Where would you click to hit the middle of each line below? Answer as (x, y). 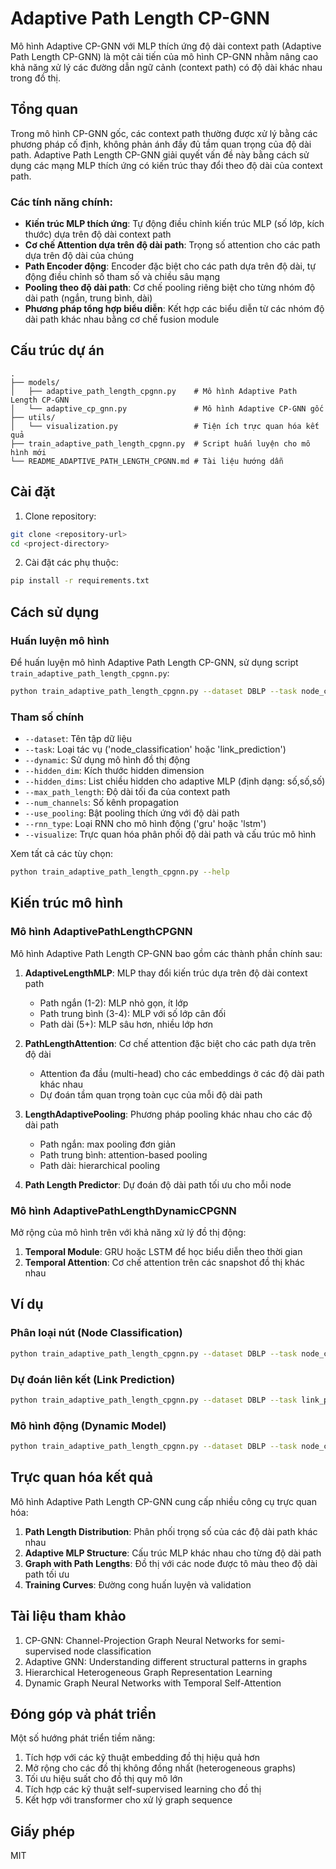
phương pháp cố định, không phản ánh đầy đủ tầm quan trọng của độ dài (161, 144)
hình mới (28, 452)
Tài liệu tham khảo (68, 1616)
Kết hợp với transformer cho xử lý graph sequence (128, 1800)
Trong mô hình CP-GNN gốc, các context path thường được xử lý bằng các (164, 133)
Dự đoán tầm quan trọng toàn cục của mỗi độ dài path (151, 1094)
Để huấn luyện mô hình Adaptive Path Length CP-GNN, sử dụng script (154, 662)
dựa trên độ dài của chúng (79, 256)
